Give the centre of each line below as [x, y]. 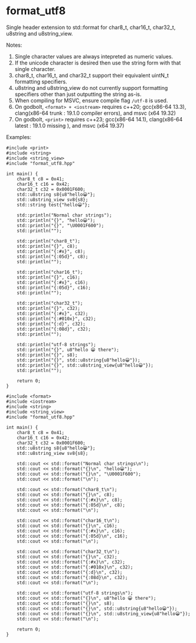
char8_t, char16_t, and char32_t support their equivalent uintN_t [92, 75]
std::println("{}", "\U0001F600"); [61, 225]
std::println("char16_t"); [50, 272]
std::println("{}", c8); [47, 246]
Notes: [14, 45]
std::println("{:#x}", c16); [53, 282]
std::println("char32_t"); [50, 303]
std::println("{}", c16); [49, 277]
